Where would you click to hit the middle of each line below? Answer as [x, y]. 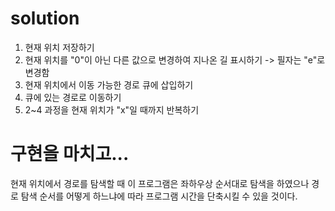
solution [45, 18]
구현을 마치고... [70, 154]
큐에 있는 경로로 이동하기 [73, 97]
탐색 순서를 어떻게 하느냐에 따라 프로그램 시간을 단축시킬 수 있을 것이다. [159, 196]
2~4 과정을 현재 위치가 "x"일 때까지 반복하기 [112, 109]
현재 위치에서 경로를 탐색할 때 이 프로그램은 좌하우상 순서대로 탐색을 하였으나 [160, 183]
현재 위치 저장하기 [59, 47]
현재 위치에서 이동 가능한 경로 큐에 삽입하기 [109, 84]
